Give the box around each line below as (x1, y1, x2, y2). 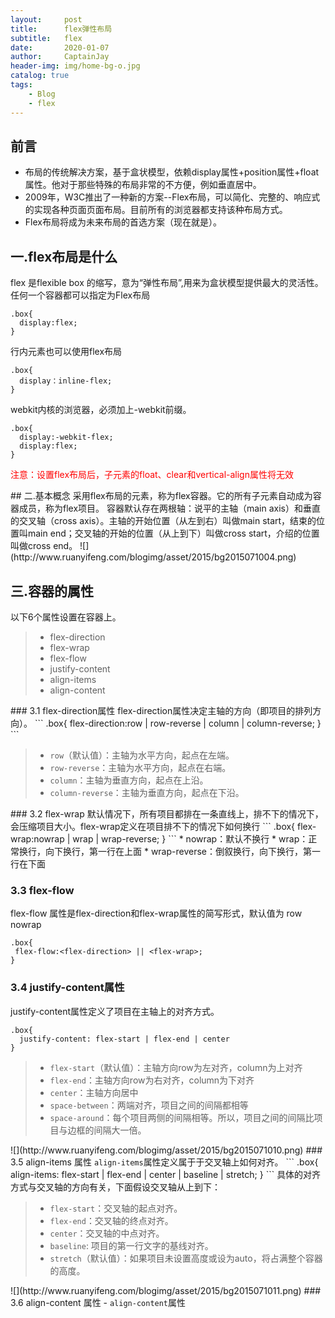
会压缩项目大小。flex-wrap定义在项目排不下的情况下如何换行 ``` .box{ (10, 820, 296, 832)
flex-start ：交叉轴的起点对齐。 (49, 1202, 183, 1214)
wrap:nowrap (10, 832, 65, 845)
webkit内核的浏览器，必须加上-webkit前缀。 (10, 404, 192, 416)
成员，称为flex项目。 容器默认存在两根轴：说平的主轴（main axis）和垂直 (18, 502, 322, 515)
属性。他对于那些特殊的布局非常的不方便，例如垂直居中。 (24, 179, 262, 191)
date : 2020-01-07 (10, 42, 110, 53)
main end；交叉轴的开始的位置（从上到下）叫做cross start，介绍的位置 (27, 527, 320, 540)
